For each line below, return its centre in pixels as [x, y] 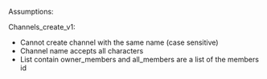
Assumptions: [31, 12]
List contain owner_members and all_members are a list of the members [140, 59]
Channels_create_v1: [42, 27]
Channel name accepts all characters [82, 51]
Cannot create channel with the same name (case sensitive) [119, 42]
